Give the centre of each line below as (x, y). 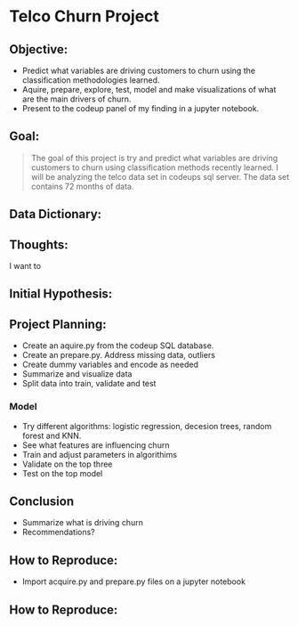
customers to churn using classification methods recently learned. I (154, 167)
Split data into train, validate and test (89, 384)
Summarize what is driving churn (83, 523)
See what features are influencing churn (96, 445)
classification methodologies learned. (91, 80)
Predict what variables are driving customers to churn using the (139, 70)
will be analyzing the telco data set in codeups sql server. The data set (160, 176)
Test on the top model (62, 473)
